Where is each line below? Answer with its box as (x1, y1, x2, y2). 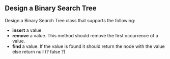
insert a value (12, 27, 42, 33)
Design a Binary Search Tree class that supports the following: (5, 17, 136, 23)
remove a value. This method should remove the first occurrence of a (12, 32, 158, 38)
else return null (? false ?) (12, 48, 66, 54)
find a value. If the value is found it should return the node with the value (12, 43, 165, 49)
